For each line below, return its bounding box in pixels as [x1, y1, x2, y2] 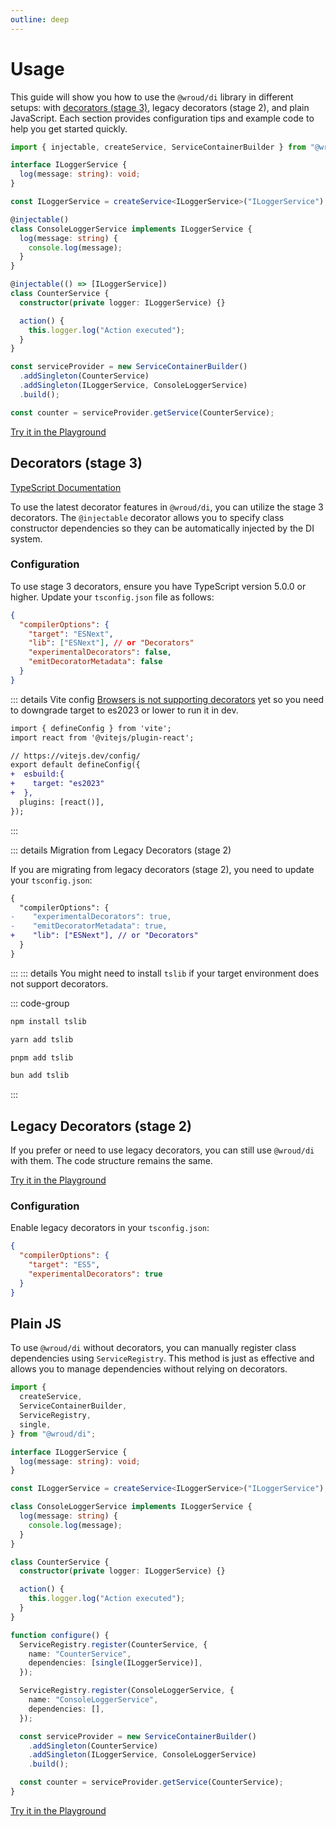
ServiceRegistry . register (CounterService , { [19, 1639, 208, 1650]
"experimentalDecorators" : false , [28, 647, 172, 658]
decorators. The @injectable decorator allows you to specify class [10, 511, 285, 523]
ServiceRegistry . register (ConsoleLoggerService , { [19, 1686, 235, 1696]
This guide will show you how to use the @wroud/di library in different [10, 91, 294, 103]
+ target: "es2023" [10, 779, 105, 789]
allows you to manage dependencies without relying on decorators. [10, 1363, 288, 1375]
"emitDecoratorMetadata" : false [28, 657, 163, 667]
